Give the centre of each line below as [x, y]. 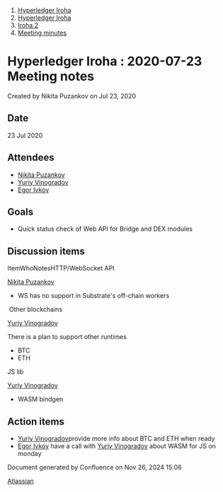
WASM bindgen [40, 399]
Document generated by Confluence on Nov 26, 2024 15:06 [95, 467]
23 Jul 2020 [25, 135]
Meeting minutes [42, 33]
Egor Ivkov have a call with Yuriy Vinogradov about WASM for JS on [116, 446]
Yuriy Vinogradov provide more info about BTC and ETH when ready [116, 439]
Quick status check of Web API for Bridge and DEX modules [105, 229]
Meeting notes [51, 76]
